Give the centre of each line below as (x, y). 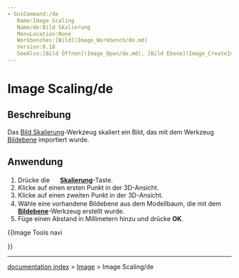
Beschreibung (39, 115)
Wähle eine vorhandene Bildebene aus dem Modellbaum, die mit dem (119, 203)
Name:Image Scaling (46, 21)
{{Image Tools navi (35, 232)
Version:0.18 (36, 47)
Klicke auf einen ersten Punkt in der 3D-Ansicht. (88, 187)
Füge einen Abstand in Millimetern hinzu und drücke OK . (100, 218)
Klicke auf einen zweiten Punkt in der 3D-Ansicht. (90, 195)
